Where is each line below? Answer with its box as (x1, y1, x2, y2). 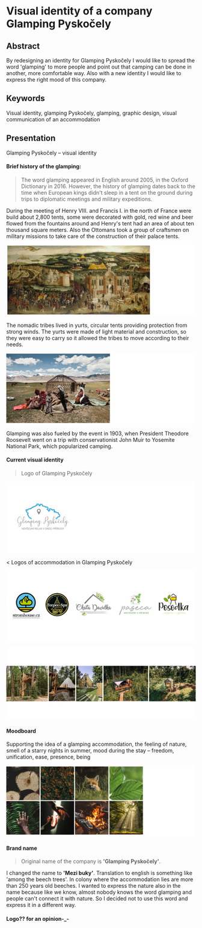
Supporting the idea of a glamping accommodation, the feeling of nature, (6, 740, 187, 748)
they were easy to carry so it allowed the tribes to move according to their (6, 334, 189, 341)
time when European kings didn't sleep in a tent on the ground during (20, 189, 193, 196)
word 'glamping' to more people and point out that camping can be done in (6, 63, 192, 70)
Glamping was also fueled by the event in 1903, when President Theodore (6, 430, 189, 437)
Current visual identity (6, 456, 64, 463)
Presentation (6, 133, 56, 144)
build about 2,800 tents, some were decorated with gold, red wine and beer (6, 213, 194, 221)
